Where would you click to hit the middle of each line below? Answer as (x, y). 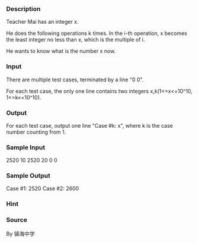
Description (23, 9)
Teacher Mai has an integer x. (42, 22)
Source (17, 220)
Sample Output (28, 176)
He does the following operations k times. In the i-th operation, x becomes (97, 33)
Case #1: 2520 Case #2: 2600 (43, 188)
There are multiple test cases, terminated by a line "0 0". (75, 80)
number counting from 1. (36, 132)
